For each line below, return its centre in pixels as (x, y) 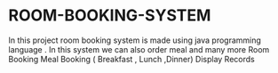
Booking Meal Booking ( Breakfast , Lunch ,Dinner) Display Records (131, 59)
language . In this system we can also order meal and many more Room (139, 49)
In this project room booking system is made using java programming (135, 40)
